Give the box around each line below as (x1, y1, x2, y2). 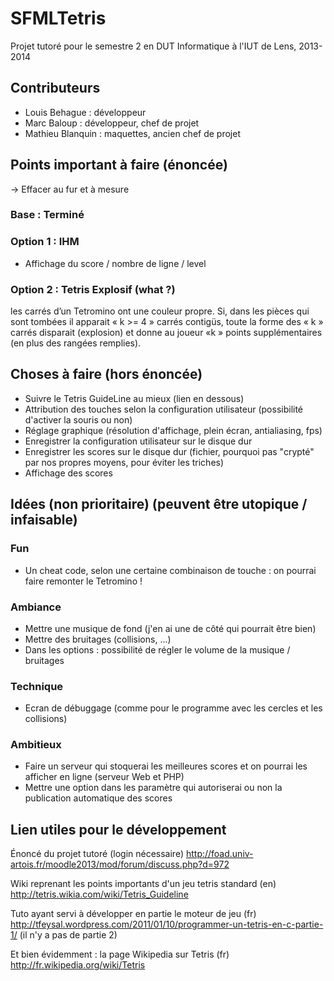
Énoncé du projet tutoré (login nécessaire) (10, 848, 184, 860)
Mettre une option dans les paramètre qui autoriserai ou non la (24, 782, 283, 794)
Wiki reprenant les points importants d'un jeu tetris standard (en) (10, 878, 277, 890)
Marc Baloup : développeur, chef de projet (24, 117, 200, 129)
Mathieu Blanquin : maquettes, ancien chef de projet (24, 127, 241, 139)
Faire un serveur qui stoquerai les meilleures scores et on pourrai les (24, 760, 308, 772)
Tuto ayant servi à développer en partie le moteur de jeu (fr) (10, 908, 257, 920)
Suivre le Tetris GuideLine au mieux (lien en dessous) (24, 392, 245, 404)
